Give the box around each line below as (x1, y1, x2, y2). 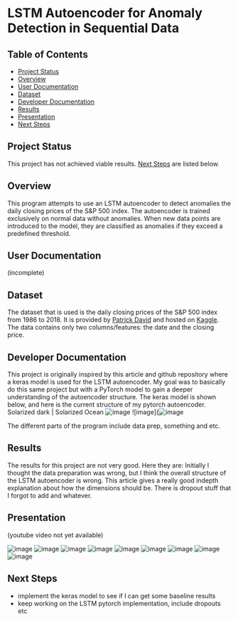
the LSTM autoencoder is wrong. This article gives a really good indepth (7, 476, 219, 485)
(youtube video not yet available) (7, 531, 104, 539)
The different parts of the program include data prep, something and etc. (7, 421, 220, 431)
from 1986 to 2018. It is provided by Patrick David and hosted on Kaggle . (7, 315, 219, 324)
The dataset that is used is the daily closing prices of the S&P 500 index (7, 308, 218, 317)
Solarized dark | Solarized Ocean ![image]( (7, 408, 159, 416)
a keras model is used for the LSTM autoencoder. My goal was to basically (7, 378, 226, 387)
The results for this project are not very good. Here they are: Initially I (7, 460, 210, 470)
